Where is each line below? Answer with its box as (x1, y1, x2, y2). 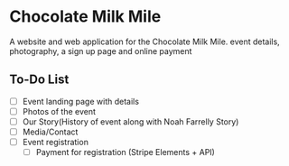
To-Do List (9, 72, 70, 88)
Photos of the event (22, 106, 97, 116)
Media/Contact (22, 126, 79, 137)
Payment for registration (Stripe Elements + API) (35, 147, 215, 158)
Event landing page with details (22, 96, 140, 106)
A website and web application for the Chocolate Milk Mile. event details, (9, 36, 280, 47)
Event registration (22, 137, 89, 147)
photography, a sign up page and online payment (9, 45, 192, 56)
